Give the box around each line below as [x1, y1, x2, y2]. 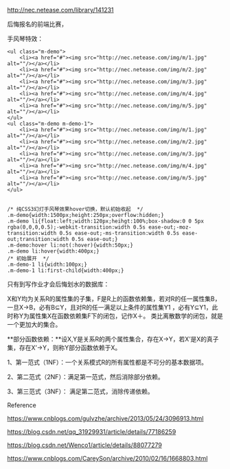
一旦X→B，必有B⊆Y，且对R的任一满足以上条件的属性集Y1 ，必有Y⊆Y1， [7, 304, 213, 311]
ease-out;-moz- [148, 224, 192, 231]
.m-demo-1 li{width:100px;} [7, 261, 88, 268]
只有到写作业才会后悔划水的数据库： [7, 280, 110, 288]
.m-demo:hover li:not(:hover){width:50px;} [7, 242, 134, 249]
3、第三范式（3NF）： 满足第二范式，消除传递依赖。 [7, 387, 154, 396]
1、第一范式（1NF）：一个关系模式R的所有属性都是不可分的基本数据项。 [7, 358, 208, 366]
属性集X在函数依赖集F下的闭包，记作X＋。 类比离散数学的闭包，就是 [29, 312, 223, 320]
